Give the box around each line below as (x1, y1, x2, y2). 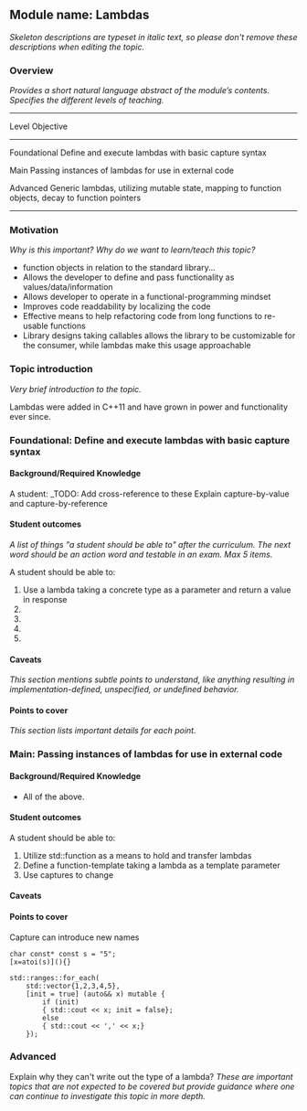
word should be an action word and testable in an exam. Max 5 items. (9, 549, 273, 561)
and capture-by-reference (9, 497, 108, 508)
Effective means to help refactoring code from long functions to (22, 311, 263, 322)
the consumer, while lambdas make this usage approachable (22, 340, 251, 351)
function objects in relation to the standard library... (22, 262, 217, 273)
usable (22, 320, 48, 332)
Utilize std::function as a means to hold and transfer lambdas (22, 849, 252, 860)
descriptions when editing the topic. (9, 41, 144, 52)
